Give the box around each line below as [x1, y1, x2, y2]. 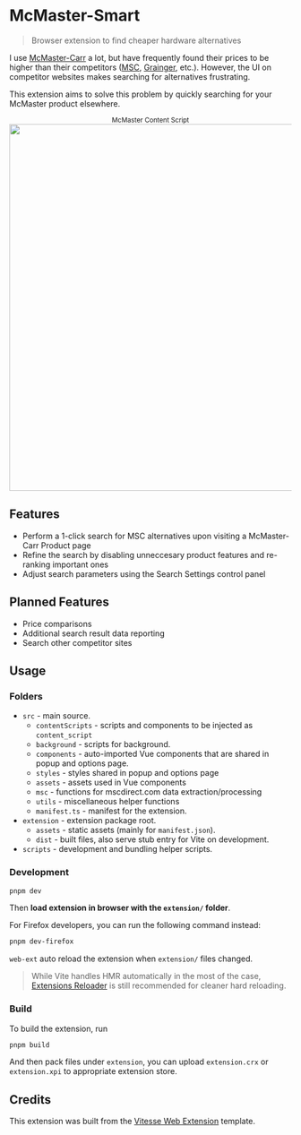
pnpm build [9, 1040, 50, 1049]
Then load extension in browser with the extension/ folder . [9, 902, 231, 914]
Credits [9, 1092, 52, 1107]
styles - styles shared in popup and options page [35, 768, 219, 778]
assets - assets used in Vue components [35, 777, 186, 788]
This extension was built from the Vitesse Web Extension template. [9, 1116, 256, 1127]
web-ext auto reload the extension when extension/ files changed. [9, 953, 254, 964]
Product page [40, 539, 91, 551]
